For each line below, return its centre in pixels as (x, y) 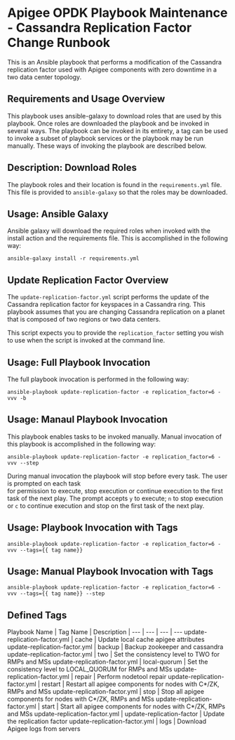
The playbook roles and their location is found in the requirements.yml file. (115, 184)
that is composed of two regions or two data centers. (84, 320)
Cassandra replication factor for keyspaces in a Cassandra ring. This (106, 304)
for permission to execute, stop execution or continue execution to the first (115, 491)
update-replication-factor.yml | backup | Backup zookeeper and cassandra (115, 647)
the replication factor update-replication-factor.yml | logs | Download (107, 721)
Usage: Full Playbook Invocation (79, 362)
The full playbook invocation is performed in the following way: (98, 379)
